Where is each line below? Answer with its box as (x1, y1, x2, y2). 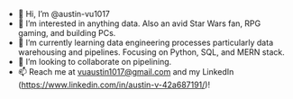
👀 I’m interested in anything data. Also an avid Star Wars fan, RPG (17, 18, 261, 29)
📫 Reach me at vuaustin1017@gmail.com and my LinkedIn (17, 67, 234, 76)
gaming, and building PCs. (17, 28, 116, 38)
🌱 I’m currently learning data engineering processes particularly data (17, 37, 273, 48)
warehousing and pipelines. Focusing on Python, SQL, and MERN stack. (17, 47, 286, 58)
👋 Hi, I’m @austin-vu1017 (17, 9, 111, 19)
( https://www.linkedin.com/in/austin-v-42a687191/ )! (17, 79, 210, 90)
